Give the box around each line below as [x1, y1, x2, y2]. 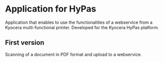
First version [5, 39, 45, 47]
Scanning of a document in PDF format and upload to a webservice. [5, 51, 142, 57]
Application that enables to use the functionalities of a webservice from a [5, 19, 153, 25]
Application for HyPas [5, 3, 96, 15]
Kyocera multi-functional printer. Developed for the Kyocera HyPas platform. [5, 24, 159, 30]
